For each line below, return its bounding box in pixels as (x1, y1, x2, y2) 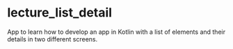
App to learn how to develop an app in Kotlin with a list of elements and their (7, 28, 226, 36)
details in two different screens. (7, 35, 98, 43)
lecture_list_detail (7, 5, 113, 21)
